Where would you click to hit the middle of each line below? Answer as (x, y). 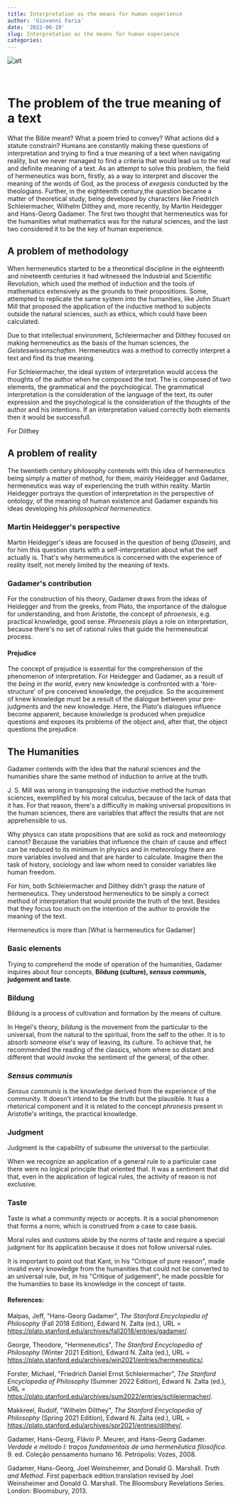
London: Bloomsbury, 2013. (47, 1491)
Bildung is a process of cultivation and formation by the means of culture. (115, 1013)
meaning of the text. (37, 917)
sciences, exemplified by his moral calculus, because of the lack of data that (119, 798)
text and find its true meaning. (52, 358)
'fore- (209, 684)
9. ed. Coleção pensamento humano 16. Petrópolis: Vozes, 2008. (102, 1454)
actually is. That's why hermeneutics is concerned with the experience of (115, 557)
